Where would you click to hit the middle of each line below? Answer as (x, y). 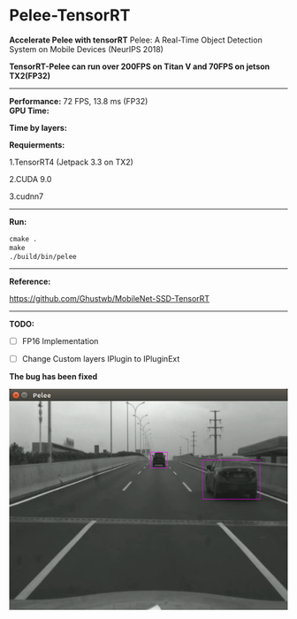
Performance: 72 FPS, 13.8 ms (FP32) (79, 101)
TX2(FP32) (30, 75)
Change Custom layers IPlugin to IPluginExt (101, 359)
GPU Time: (30, 111)
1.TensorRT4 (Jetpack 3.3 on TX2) (72, 162)
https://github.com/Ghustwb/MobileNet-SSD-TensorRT (110, 298)
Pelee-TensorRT (70, 15)
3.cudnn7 (27, 196)
